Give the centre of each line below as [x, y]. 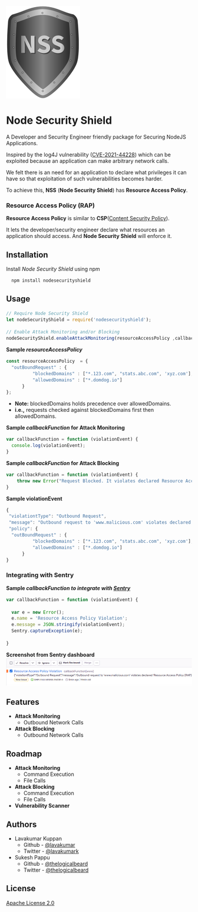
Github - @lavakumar [49, 845]
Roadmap [24, 754]
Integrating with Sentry [40, 575]
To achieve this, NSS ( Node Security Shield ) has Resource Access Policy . [97, 190]
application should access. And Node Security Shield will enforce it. [89, 236]
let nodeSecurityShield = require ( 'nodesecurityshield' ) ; [79, 320]
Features [23, 702]
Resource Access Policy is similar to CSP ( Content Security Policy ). [88, 218]
